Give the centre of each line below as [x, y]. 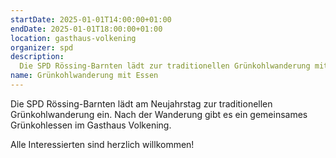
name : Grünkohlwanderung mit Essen [84, 76]
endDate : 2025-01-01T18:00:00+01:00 [86, 29]
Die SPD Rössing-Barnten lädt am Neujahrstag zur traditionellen [141, 103]
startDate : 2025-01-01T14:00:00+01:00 [91, 19]
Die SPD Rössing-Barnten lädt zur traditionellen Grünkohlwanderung [165, 66]
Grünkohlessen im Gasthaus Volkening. [91, 125]
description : [37, 57]
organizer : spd [42, 47]
